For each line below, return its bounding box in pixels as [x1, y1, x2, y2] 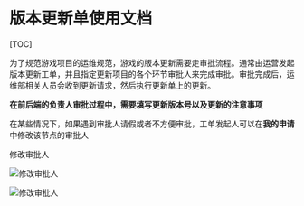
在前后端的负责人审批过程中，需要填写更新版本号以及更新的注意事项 [9, 98, 263, 109]
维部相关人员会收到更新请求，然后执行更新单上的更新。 [9, 80, 215, 90]
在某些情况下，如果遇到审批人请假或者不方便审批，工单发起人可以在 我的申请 [9, 118, 295, 129]
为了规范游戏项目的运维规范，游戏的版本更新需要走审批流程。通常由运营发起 [9, 57, 295, 68]
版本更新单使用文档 [9, 8, 153, 29]
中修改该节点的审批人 [9, 129, 89, 140]
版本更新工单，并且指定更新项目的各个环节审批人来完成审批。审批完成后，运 [9, 69, 295, 80]
